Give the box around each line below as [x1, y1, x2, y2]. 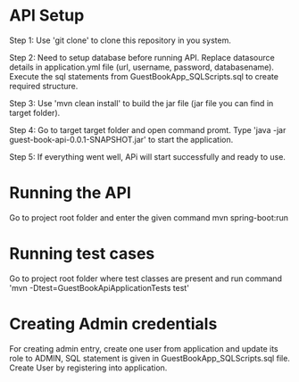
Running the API [9, 183, 131, 203]
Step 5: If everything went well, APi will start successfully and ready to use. [9, 151, 286, 162]
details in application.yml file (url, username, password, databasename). [9, 62, 275, 72]
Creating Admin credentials [9, 314, 218, 334]
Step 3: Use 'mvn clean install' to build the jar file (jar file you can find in [9, 97, 274, 108]
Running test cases [9, 244, 155, 264]
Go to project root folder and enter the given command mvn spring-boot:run [9, 212, 288, 223]
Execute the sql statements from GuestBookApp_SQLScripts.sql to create [9, 71, 279, 81]
